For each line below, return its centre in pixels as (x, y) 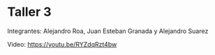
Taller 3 (29, 12)
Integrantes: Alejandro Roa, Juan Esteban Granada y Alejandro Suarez (108, 31)
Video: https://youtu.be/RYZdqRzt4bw (62, 44)
